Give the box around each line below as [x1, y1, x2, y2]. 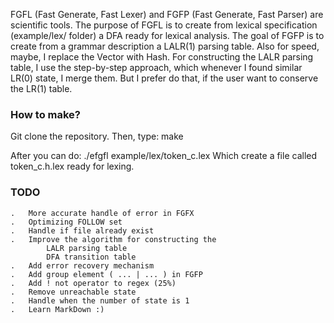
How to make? [10, 107, 81, 121]
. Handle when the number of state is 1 [10, 295, 190, 306]
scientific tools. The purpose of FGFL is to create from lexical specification [10, 19, 318, 31]
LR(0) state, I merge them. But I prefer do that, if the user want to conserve [10, 72, 319, 84]
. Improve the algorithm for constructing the [10, 234, 217, 244]
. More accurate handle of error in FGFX [10, 208, 195, 218]
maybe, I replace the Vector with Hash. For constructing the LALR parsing [10, 51, 314, 63]
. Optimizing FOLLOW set [10, 217, 123, 227]
